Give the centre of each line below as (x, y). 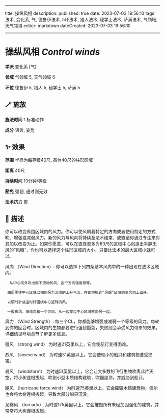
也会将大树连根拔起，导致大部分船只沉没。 (48, 394)
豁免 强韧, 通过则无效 (26, 191)
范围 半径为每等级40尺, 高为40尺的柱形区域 (49, 160)
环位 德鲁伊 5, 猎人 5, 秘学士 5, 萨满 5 (42, 87)
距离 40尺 (15, 170)
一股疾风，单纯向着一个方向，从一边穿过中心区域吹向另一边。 (60, 312)
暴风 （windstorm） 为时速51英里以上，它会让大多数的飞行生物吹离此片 (77, 371)
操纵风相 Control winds (53, 52)
